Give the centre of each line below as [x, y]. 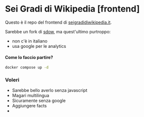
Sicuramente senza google [39, 101]
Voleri [12, 80]
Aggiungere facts [29, 106]
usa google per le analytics [39, 46]
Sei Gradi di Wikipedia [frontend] [72, 9]
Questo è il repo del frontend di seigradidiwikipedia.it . [58, 22]
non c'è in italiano [30, 41]
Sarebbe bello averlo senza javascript [49, 90]
